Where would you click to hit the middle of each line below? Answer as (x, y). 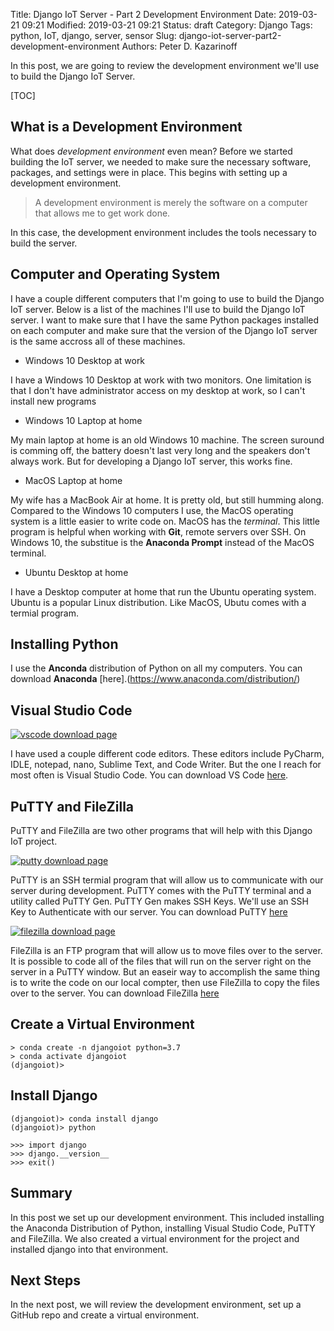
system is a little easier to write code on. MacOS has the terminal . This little (165, 521)
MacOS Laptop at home (73, 480)
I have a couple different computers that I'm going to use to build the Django (167, 298)
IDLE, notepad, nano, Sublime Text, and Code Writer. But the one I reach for (166, 765)
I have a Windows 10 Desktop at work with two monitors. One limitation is (161, 380)
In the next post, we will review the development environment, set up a (156, 1305)
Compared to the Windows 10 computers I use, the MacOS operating (152, 510)
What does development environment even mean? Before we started (151, 151)
